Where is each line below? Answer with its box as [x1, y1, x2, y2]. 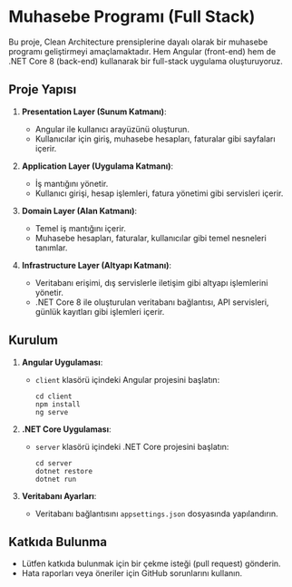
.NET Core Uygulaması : [21, 424, 112, 435]
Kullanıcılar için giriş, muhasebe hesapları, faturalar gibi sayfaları [34, 133, 276, 144]
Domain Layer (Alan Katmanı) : [21, 205, 138, 216]
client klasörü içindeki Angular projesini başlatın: [34, 374, 220, 385]
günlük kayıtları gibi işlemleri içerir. [34, 306, 165, 317]
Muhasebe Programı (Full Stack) [8, 6, 256, 27]
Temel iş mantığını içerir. [34, 222, 126, 233]
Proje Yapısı [8, 82, 77, 97]
